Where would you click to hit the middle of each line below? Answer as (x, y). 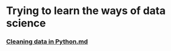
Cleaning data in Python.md (47, 42)
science (26, 23)
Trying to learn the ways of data (86, 11)
